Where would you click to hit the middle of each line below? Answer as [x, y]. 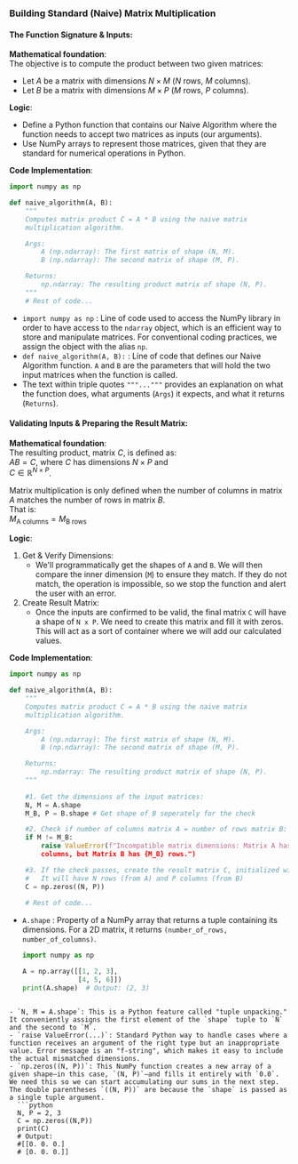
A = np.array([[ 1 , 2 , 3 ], [70, 972]
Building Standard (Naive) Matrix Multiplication [113, 13]
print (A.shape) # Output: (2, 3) [86, 988]
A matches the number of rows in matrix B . [87, 500]
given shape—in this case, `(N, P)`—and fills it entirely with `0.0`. [144, 1074]
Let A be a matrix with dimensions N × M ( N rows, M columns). [136, 81]
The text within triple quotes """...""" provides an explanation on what [153, 384]
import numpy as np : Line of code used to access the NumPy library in [151, 317]
